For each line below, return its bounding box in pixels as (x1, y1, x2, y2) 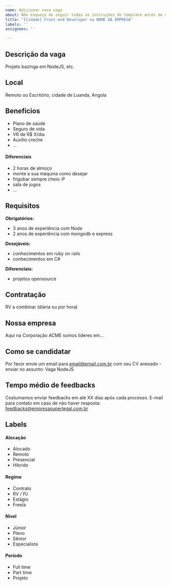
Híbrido (12, 462, 28, 468)
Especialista (12, 540, 38, 547)
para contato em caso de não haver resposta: (5, 400, 101, 406)
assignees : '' (5, 27, 36, 32)
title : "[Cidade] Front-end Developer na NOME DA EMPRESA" (5, 17, 133, 22)
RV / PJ (12, 490, 28, 497)
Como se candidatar (5, 347, 71, 356)
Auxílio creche (12, 137, 43, 143)
